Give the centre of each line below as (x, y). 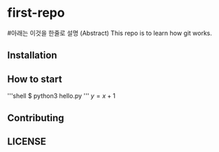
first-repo (36, 13)
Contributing (36, 117)
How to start (35, 79)
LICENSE (27, 141)
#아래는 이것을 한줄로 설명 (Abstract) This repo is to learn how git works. (109, 33)
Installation (32, 55)
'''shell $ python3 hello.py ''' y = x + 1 (61, 96)
